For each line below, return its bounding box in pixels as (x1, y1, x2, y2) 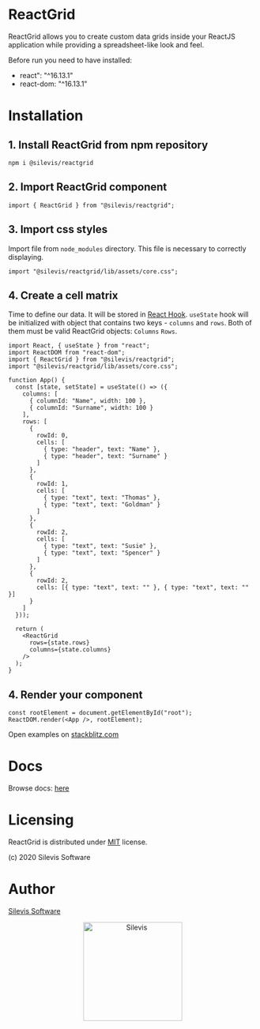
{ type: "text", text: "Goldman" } (43, 501, 160, 509)
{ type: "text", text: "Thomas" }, (43, 494, 160, 502)
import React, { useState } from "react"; (8, 342, 150, 350)
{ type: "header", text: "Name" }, (43, 445, 160, 453)
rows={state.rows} (28, 639, 90, 647)
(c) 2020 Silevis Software (8, 853, 91, 862)
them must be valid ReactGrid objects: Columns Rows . (8, 326, 178, 336)
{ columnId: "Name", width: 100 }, (28, 397, 147, 405)
